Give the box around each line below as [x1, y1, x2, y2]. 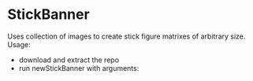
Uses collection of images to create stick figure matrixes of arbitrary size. [7, 31, 246, 41]
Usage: [7, 39, 31, 49]
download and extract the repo [18, 55, 120, 64]
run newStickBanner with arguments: [18, 63, 140, 72]
